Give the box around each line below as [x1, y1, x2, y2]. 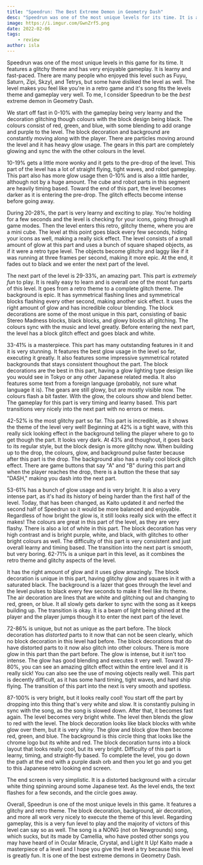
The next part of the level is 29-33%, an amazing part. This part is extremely [7, 272, 197, 279]
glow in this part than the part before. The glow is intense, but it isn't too [7, 650, 186, 657]
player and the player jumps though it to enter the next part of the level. [7, 613, 184, 620]
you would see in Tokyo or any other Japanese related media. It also [7, 373, 176, 380]
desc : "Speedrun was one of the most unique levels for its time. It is [7, 14, 193, 20]
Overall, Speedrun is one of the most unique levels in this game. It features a [7, 801, 196, 808]
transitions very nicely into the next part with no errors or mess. [7, 405, 165, 413]
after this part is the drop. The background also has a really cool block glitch [7, 455, 196, 463]
